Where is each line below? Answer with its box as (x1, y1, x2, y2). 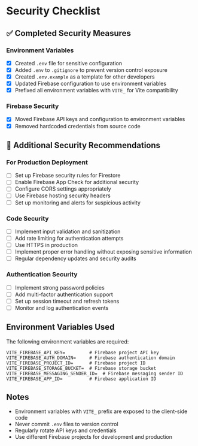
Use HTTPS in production (14, 242, 78, 249)
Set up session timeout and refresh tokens (14, 297, 120, 305)
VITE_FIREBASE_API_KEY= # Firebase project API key (6, 349, 160, 355)
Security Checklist (6, 4, 100, 18)
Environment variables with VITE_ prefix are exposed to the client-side (14, 408, 188, 415)
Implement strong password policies (14, 284, 105, 291)
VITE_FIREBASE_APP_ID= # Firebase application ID (6, 376, 157, 382)
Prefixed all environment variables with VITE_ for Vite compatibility (14, 87, 178, 94)
